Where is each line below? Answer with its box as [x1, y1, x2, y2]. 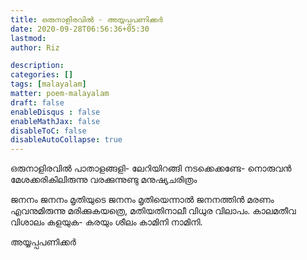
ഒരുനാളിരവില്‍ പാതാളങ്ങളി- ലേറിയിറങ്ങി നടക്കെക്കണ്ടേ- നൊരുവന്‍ [10, 162, 292, 175]
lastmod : [10, 33, 47, 43]
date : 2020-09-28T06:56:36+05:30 [10, 24, 150, 34]
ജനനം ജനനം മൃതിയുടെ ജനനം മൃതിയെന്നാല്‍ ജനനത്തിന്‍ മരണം [10, 194, 275, 206]
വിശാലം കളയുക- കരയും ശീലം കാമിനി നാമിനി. [10, 216, 203, 228]
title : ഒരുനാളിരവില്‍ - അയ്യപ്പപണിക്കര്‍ [10, 14, 163, 25]
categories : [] [10, 70, 74, 80]
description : [10, 61, 65, 71]
